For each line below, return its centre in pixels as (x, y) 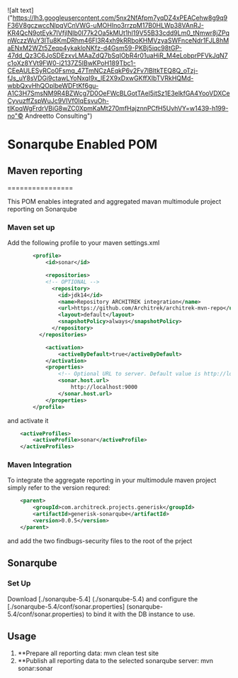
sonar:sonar (35, 668)
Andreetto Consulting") (58, 116)
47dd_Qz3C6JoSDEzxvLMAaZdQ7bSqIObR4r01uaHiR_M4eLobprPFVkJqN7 (118, 55)
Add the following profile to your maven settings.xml (84, 243)
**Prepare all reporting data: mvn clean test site (88, 653)
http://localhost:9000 (104, 387)
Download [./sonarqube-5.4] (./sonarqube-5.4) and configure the (103, 598)
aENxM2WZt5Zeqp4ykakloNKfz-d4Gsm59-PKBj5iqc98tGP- (95, 48)
